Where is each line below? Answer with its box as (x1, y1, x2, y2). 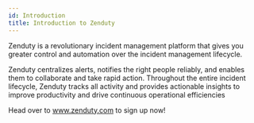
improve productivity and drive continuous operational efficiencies (8, 90, 225, 99)
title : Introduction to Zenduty (8, 19, 115, 27)
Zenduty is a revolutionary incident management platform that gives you (8, 40, 244, 50)
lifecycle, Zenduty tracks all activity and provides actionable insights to (8, 81, 241, 91)
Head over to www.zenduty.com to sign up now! (8, 105, 166, 115)
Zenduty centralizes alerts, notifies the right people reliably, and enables (8, 64, 244, 74)
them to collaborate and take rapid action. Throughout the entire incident (8, 73, 246, 83)
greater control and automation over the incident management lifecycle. (8, 49, 243, 59)
